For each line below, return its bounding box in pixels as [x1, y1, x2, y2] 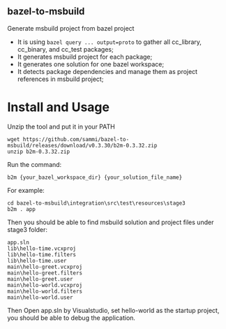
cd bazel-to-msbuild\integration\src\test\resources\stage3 [7, 199, 186, 207]
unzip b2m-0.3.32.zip [7, 148, 70, 155]
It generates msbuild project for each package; [17, 52, 153, 61]
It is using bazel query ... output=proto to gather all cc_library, [17, 38, 202, 46]
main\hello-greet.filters [7, 269, 82, 277]
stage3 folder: [7, 225, 47, 233]
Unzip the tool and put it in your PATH [7, 122, 115, 131]
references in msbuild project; [17, 75, 104, 83]
